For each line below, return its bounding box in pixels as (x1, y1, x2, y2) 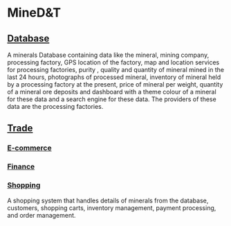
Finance (7, 162, 35, 171)
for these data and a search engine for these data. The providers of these (7, 95, 216, 103)
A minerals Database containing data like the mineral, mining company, (7, 51, 210, 59)
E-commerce (7, 144, 52, 153)
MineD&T (7, 5, 61, 21)
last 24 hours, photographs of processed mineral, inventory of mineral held (7, 73, 221, 81)
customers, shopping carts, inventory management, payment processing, (7, 203, 216, 212)
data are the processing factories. (7, 103, 104, 110)
